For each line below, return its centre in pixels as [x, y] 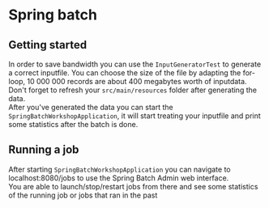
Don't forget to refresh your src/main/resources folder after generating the [133, 90]
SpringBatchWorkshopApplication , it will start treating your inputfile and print [134, 116]
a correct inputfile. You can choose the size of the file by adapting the [125, 73]
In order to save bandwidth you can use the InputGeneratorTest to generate [135, 64]
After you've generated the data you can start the [91, 107]
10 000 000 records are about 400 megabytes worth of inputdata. [137, 81]
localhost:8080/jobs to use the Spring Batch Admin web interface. [119, 178]
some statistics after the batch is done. [73, 124]
